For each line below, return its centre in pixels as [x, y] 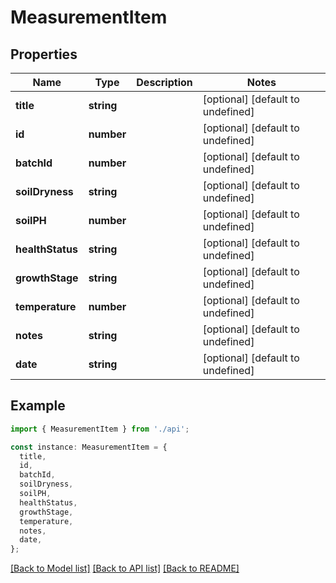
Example [38, 406]
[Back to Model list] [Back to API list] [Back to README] [125, 568]
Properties [44, 54]
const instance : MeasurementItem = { [89, 447]
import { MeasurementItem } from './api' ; [100, 429]
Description [164, 82]
